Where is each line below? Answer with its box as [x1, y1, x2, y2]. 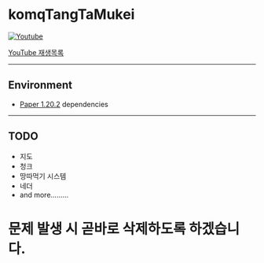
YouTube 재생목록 [8, 47, 64, 57]
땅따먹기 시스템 [19, 171, 67, 180]
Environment [8, 79, 73, 92]
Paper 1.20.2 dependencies [19, 99, 108, 109]
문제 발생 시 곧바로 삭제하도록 [8, 220, 186, 238]
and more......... [19, 190, 69, 199]
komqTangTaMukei [8, 6, 135, 24]
